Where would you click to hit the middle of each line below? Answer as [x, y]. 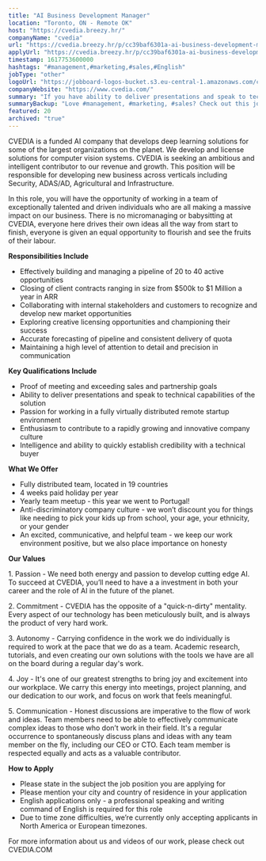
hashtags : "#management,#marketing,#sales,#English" [97, 67]
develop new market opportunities [76, 313]
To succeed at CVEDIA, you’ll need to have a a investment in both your [123, 582]
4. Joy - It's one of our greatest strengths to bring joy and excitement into [128, 679]
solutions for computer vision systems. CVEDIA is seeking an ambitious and [131, 158]
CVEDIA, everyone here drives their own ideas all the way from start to [123, 223]
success [33, 330]
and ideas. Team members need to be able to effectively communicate [123, 719]
